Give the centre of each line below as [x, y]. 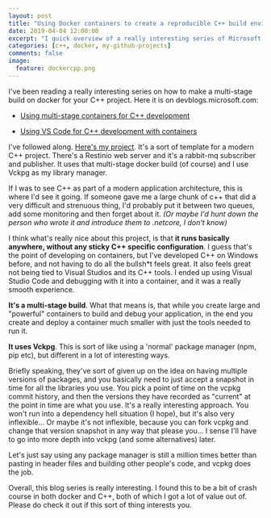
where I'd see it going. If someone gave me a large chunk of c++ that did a [132, 196]
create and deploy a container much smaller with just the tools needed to [130, 322]
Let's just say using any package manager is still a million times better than [133, 455]
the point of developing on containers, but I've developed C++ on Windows [133, 255]
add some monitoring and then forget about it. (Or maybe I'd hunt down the [133, 214]
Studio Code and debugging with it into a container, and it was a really [125, 281]
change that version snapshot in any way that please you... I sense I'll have [133, 430]
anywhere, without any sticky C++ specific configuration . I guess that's [130, 246]
